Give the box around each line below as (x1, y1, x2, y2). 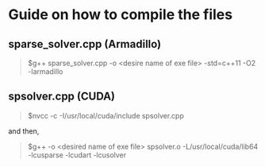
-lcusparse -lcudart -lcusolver (27, 150, 127, 160)
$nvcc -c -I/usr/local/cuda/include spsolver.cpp (27, 111, 185, 120)
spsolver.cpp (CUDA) (8, 90, 116, 103)
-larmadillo (27, 67, 63, 76)
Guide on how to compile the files (8, 6, 232, 24)
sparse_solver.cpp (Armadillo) (8, 37, 162, 51)
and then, (8, 126, 40, 136)
